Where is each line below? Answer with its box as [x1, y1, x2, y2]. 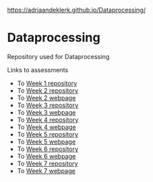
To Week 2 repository [17, 86, 79, 95]
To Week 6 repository [17, 144, 79, 153]
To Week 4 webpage [17, 123, 76, 131]
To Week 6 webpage [17, 152, 76, 160]
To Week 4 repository [17, 115, 79, 124]
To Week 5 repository [17, 130, 79, 138]
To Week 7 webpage [17, 166, 76, 174]
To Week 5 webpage [17, 137, 76, 146]
